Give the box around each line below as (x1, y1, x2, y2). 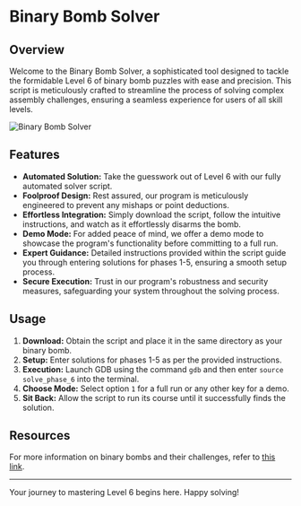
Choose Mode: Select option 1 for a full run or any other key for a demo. (21, 383, 289, 394)
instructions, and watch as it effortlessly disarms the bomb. (21, 218, 242, 230)
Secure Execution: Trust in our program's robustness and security (21, 275, 269, 286)
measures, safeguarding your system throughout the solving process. (21, 285, 279, 296)
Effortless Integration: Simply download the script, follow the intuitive (21, 209, 281, 220)
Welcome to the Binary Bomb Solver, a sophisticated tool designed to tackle (9, 65, 289, 76)
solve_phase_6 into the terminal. (21, 373, 140, 384)
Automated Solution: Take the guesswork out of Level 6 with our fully (21, 170, 281, 181)
